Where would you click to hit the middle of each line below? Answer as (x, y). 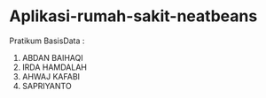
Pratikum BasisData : (47, 41)
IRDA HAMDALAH (54, 67)
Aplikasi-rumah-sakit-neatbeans (133, 16)
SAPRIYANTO (47, 86)
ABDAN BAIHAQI (53, 57)
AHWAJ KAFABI (51, 76)
